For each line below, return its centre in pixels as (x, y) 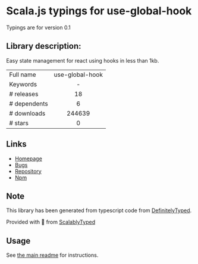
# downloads (27, 113)
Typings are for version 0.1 (38, 27)
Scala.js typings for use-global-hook (99, 11)
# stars (19, 123)
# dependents (29, 104)
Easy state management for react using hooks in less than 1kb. (83, 60)
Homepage (29, 159)
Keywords (23, 84)
